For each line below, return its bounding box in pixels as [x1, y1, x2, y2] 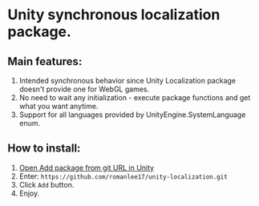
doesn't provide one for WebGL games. [18, 84, 150, 94]
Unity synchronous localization [7, 6, 221, 24]
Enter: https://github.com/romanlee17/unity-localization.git [18, 171, 228, 181]
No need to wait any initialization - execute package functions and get [18, 93, 251, 102]
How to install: [7, 142, 81, 156]
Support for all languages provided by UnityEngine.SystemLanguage [18, 110, 246, 119]
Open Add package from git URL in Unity [18, 163, 154, 172]
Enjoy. [18, 188, 40, 198]
